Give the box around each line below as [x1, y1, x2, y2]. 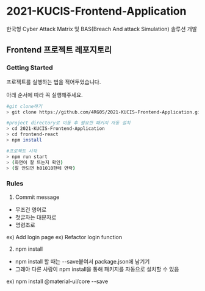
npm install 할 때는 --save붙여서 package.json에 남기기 [15, 257, 150, 265]
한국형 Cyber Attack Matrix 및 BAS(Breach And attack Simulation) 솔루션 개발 [6, 25, 197, 32]
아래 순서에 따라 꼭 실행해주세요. [6, 91, 84, 98]
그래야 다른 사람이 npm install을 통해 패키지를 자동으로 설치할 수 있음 [15, 265, 179, 273]
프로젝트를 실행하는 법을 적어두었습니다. [6, 78, 101, 85]
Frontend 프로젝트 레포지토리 [6, 45, 112, 56]
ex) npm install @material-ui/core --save [6, 278, 109, 285]
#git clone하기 [6, 103, 43, 109]
